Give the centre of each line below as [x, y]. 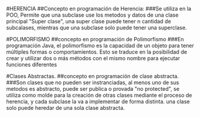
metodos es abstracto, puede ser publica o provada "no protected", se [93, 89]
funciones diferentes [32, 64]
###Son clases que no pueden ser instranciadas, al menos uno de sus [93, 82]
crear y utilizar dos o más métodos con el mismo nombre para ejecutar [93, 58]
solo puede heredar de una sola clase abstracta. [66, 108]
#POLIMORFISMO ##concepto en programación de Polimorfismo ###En [95, 39]
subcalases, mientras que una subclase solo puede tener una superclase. [96, 27]
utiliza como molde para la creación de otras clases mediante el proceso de [99, 95]
